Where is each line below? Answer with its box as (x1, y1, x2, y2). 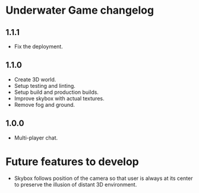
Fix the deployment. (14, 43, 63, 50)
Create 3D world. (14, 75, 56, 83)
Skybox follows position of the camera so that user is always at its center (14, 175, 193, 182)
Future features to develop (5, 155, 139, 168)
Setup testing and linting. (14, 82, 75, 89)
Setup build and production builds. (14, 88, 99, 96)
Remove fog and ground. (14, 101, 75, 108)
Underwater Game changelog (5, 4, 154, 17)
